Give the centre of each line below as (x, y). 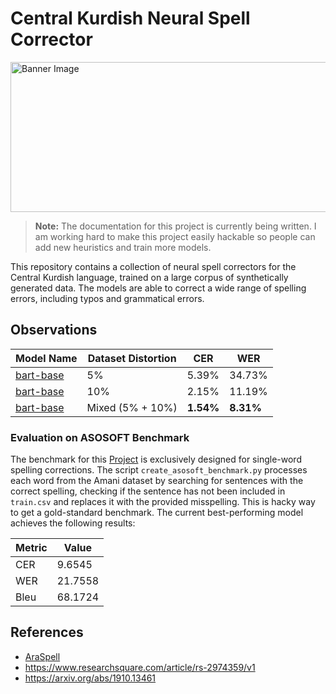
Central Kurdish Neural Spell (130, 18)
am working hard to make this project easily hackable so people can (175, 236)
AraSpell (42, 656)
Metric (31, 548)
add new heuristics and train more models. (123, 247)
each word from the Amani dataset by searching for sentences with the (157, 481)
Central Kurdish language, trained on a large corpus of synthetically (149, 277)
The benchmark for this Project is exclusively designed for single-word (156, 459)
